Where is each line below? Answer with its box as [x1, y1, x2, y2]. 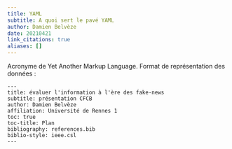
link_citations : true [7, 36, 71, 43]
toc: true [7, 113, 36, 120]
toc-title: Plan [7, 120, 55, 127]
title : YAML [7, 10, 42, 17]
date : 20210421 [7, 29, 52, 37]
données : [7, 69, 36, 78]
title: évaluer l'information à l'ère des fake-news [7, 89, 165, 96]
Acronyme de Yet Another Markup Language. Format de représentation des [7, 62, 226, 70]
